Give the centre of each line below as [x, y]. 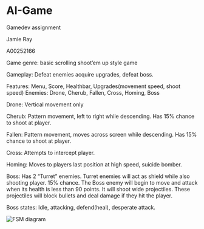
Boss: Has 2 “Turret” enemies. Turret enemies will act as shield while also [98, 176]
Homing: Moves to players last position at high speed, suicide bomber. [94, 164]
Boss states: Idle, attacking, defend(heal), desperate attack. [81, 207]
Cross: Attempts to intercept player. [51, 152]
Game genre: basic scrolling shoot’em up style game [72, 63]
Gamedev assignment [34, 27]
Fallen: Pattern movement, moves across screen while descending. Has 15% [102, 134]
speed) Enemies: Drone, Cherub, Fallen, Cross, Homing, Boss [83, 92]
